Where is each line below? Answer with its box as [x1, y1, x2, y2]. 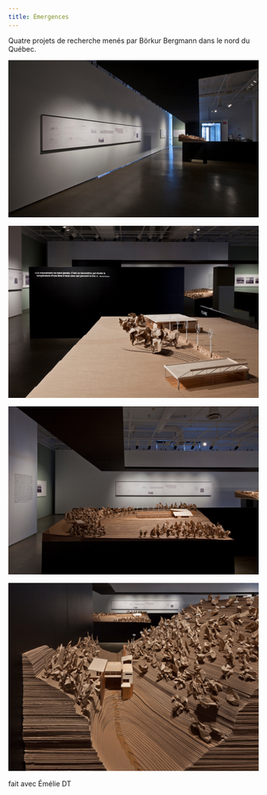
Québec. [8, 44, 37, 53]
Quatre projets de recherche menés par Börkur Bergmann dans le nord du [8, 36, 250, 45]
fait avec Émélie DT [8, 778, 72, 788]
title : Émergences [8, 13, 69, 21]
